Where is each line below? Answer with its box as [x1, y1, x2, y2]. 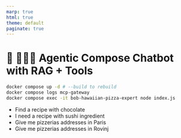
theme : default [6, 20, 44, 26]
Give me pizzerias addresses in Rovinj [14, 125, 109, 132]
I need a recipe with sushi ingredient [14, 112, 105, 119]
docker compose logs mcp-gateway [6, 89, 90, 96]
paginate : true [6, 25, 44, 32]
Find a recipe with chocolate [14, 106, 85, 113]
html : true [6, 14, 34, 20]
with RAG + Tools [6, 64, 93, 78]
